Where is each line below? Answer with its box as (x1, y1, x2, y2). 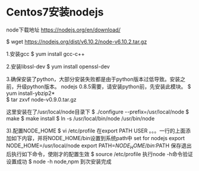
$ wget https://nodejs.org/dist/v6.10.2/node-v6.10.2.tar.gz (6, 38, 147, 45)
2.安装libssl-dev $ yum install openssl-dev (6, 63, 110, 70)
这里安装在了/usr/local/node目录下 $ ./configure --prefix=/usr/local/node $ (6, 108, 189, 115)
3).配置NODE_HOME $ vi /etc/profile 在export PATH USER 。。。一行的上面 (6, 127, 186, 134)
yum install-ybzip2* (6, 90, 55, 97)
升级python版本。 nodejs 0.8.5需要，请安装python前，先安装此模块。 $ (16, 83, 191, 90)
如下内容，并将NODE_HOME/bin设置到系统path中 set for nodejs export (11, 134, 185, 141)
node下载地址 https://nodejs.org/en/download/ (6, 26, 121, 33)
